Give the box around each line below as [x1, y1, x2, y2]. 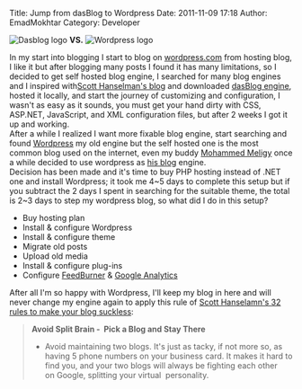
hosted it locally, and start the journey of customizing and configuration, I [9, 90, 280, 101]
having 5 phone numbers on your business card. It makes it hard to [44, 350, 293, 361]
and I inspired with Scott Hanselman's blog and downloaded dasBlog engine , [9, 81, 292, 91]
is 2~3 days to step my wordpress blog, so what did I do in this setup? [9, 195, 269, 206]
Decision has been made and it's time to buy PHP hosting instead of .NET [9, 166, 281, 177]
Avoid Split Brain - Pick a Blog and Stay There [31, 323, 206, 334]
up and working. [9, 119, 70, 129]
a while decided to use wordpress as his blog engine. [9, 157, 207, 167]
